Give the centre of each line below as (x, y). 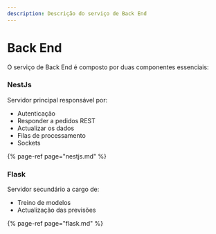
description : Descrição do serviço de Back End (77, 13)
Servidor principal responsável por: (57, 100)
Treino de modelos (44, 203)
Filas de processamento (52, 135)
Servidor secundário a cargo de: (53, 189)
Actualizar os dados (46, 128)
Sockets (29, 143)
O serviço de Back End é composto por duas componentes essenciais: (108, 67)
